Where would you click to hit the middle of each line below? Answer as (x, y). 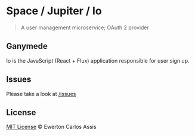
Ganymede (27, 46)
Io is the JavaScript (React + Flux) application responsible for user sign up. (98, 60)
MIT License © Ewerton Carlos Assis (51, 127)
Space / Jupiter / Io (54, 11)
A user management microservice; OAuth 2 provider (85, 27)
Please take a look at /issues (41, 94)
